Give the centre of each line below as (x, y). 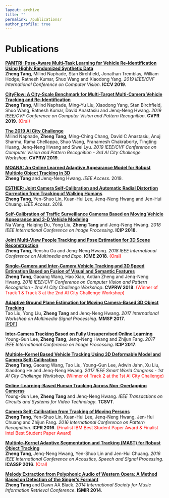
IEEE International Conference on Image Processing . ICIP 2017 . (71, 345)
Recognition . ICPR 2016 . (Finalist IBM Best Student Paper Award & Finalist (82, 428)
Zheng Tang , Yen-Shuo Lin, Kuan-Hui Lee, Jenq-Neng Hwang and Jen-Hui (83, 199)
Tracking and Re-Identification (38, 100)
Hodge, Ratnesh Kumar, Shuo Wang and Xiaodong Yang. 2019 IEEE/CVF (80, 79)
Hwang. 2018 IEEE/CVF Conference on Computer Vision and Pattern (76, 282)
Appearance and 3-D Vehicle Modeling (47, 219)
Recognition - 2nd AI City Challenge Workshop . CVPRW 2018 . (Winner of (81, 287)
